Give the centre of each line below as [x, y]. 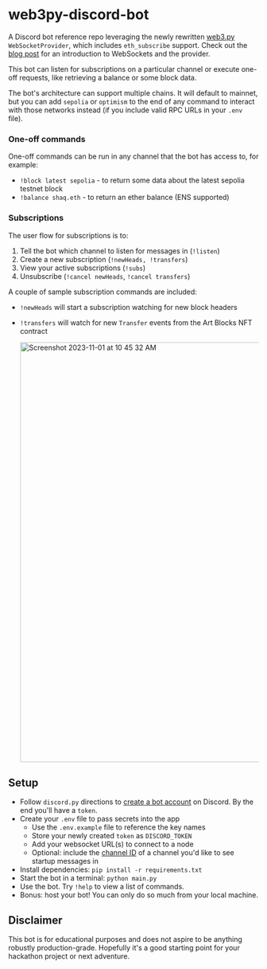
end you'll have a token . [58, 810]
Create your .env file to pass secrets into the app [100, 819]
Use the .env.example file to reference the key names [118, 827]
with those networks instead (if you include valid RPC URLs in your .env [126, 110]
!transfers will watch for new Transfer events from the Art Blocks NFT [136, 322]
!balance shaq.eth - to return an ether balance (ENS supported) [124, 198]
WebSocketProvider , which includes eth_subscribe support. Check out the [128, 45]
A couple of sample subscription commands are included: [103, 292]
